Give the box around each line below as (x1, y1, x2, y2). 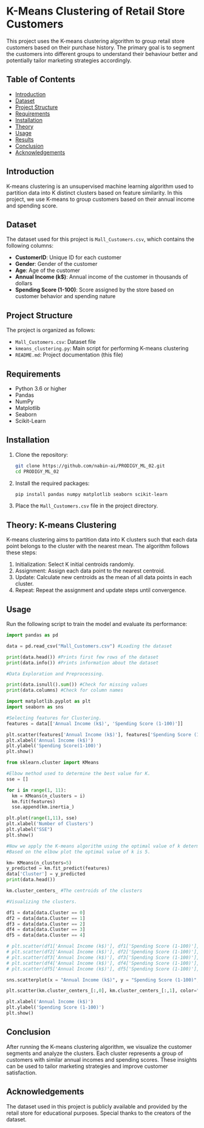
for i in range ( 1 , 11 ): (6, 787, 67, 793)
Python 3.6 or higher (15, 385, 67, 392)
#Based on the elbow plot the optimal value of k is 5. (6, 849, 151, 855)
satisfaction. (6, 1069, 38, 1076)
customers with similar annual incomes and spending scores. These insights (6, 1056, 197, 1063)
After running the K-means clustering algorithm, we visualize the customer (6, 1043, 192, 1050)
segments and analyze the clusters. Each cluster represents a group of (6, 1050, 183, 1057)
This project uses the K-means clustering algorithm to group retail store (6, 37, 185, 44)
